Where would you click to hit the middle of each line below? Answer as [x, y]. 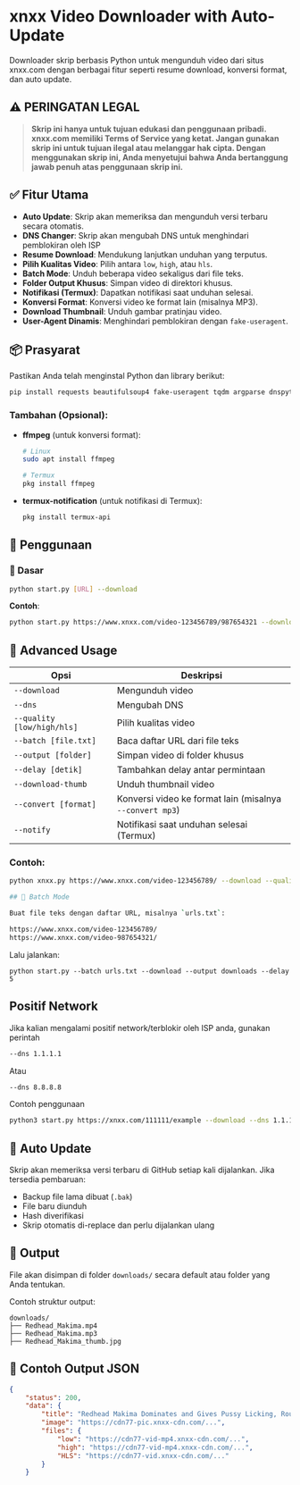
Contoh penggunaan [47, 1104]
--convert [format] [55, 805]
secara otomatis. [53, 226]
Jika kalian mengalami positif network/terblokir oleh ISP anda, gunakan [140, 1028]
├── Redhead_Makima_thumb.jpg [66, 1341]
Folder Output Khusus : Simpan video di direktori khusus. [128, 282]
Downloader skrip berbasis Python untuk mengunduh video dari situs [137, 60]
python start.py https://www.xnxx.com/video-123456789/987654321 [133, 623]
